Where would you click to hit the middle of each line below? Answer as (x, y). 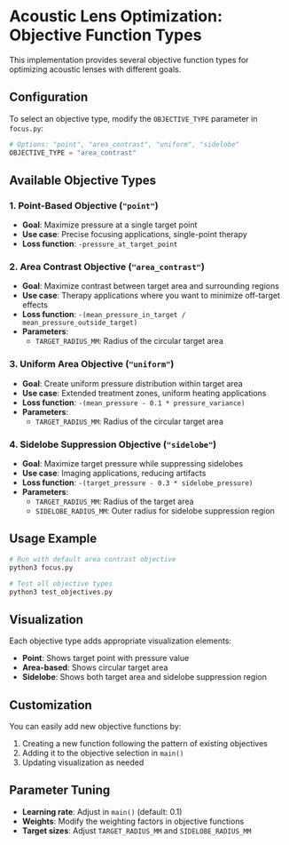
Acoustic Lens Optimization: (116, 16)
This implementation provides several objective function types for (129, 60)
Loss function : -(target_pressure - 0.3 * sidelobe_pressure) (137, 482)
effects (35, 305)
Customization (51, 705)
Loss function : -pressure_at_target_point (100, 244)
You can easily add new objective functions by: (95, 727)
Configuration (49, 97)
